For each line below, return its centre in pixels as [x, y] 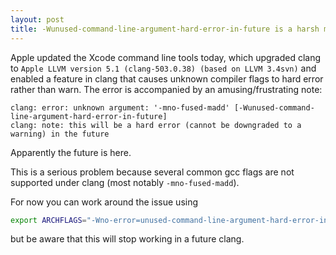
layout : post [37, 19]
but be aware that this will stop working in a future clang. [127, 239]
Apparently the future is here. [71, 152]
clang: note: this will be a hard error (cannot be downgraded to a [156, 125]
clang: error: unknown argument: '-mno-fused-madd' [120, 107]
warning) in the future [60, 134]
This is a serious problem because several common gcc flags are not [152, 172]
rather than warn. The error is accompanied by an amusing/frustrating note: [166, 89]
